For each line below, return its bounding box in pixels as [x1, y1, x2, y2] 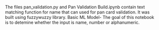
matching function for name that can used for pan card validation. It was [5, 9, 150, 15]
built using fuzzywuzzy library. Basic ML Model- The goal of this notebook [5, 15, 155, 20]
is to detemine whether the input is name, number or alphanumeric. [5, 19, 140, 25]
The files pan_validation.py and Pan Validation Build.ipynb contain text [5, 4, 145, 10]
